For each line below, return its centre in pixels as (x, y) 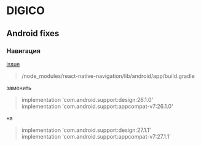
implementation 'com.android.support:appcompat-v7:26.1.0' (97, 106)
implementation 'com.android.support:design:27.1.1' (86, 130)
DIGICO (26, 11)
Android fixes (33, 33)
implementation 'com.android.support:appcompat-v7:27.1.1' (96, 136)
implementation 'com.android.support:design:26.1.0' (87, 99)
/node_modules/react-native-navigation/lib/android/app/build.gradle (108, 76)
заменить (19, 88)
